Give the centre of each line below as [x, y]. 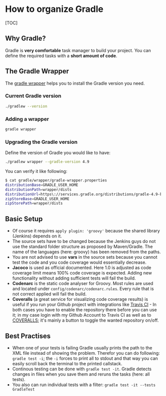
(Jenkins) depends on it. [37, 236]
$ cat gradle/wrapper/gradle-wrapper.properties [56, 180]
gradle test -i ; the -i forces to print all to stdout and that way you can [85, 358]
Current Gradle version [33, 96]
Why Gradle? [25, 38]
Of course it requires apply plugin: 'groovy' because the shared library [86, 231]
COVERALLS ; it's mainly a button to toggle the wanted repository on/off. [85, 320]
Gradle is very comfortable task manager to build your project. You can [78, 50]
